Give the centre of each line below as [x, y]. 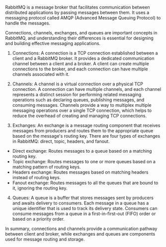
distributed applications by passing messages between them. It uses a [77, 12]
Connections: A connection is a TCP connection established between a [85, 53]
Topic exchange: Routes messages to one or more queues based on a [84, 161]
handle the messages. [28, 23]
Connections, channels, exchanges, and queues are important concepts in [81, 33]
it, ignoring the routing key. [40, 188]
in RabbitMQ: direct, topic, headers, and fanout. [61, 141]
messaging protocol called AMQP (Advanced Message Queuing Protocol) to [83, 18]
